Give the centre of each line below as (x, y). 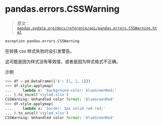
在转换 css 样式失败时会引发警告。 (40, 51)
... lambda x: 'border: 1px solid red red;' (55, 109)
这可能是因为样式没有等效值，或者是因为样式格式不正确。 (63, 61)
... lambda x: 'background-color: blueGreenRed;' (61, 90)
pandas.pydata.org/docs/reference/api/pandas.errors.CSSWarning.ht (87, 28)
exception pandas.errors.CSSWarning (42, 41)
